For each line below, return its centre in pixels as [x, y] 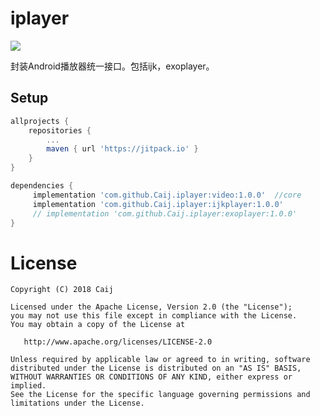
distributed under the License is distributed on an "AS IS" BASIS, [156, 368]
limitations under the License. [77, 403]
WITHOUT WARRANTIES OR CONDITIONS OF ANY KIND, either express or [151, 377]
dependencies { [42, 186]
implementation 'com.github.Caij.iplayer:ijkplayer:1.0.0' [158, 204]
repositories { [60, 130]
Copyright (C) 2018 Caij [62, 290]
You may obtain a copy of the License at [98, 325]
